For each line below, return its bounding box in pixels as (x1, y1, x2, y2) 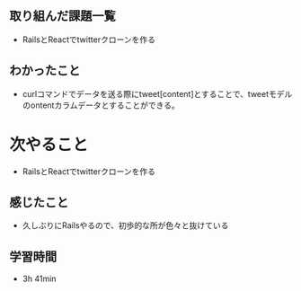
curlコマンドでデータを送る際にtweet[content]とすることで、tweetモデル (22, 88, 293, 99)
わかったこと (9, 63, 81, 78)
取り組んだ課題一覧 (9, 8, 116, 24)
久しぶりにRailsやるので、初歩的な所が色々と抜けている (22, 220, 229, 231)
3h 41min (22, 273, 57, 285)
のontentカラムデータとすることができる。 (22, 100, 180, 110)
